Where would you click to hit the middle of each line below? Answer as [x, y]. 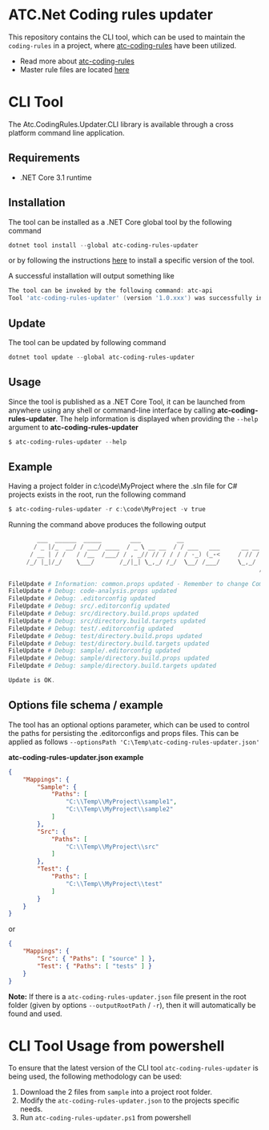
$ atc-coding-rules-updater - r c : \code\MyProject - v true [107, 510]
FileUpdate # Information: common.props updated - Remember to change [128, 583]
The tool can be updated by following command [87, 342]
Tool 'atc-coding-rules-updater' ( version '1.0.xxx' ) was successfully [130, 299]
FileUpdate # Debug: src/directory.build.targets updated [107, 621]
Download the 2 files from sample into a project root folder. [116, 1092]
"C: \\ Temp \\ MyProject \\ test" [114, 884]
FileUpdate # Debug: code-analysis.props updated [93, 591]
